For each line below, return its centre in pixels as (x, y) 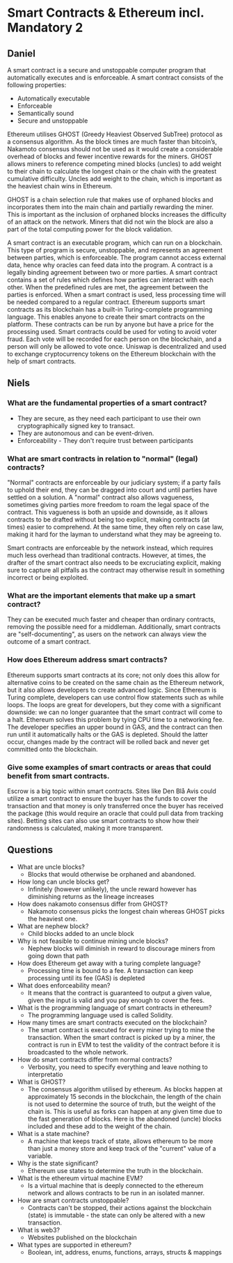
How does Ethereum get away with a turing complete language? (109, 963)
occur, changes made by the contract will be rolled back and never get (109, 741)
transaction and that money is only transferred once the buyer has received (115, 806)
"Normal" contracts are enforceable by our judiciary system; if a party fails (114, 482)
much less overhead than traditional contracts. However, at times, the (107, 555)
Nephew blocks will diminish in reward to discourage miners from (121, 948)
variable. (40, 1156)
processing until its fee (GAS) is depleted (86, 978)
